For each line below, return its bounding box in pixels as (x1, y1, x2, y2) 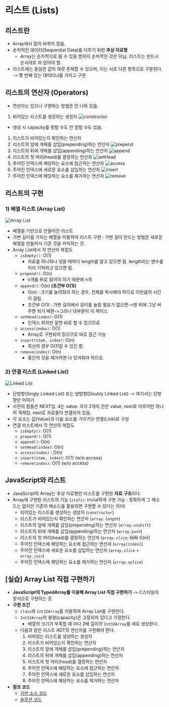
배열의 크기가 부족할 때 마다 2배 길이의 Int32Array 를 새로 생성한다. (27, 621, 159, 627)
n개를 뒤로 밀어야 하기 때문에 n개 (27, 276, 92, 282)
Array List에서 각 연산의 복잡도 (12, 246, 73, 252)
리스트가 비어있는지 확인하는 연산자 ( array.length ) (20, 516, 121, 522)
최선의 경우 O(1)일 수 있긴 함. (27, 343, 84, 349)
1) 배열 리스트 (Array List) (5, 206, 65, 213)
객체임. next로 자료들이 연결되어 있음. (18, 410, 92, 416)
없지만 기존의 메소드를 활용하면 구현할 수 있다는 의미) (22, 503, 126, 509)
